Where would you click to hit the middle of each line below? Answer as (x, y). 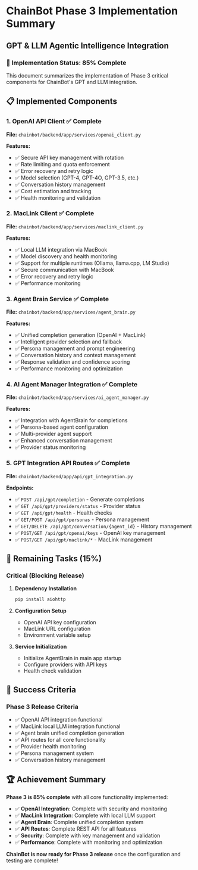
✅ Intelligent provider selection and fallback (68, 342)
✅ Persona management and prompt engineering (75, 349)
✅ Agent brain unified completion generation (70, 733)
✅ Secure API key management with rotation (69, 157)
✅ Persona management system (54, 753)
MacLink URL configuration (57, 629)
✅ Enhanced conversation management (63, 441)
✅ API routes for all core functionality (60, 740)
